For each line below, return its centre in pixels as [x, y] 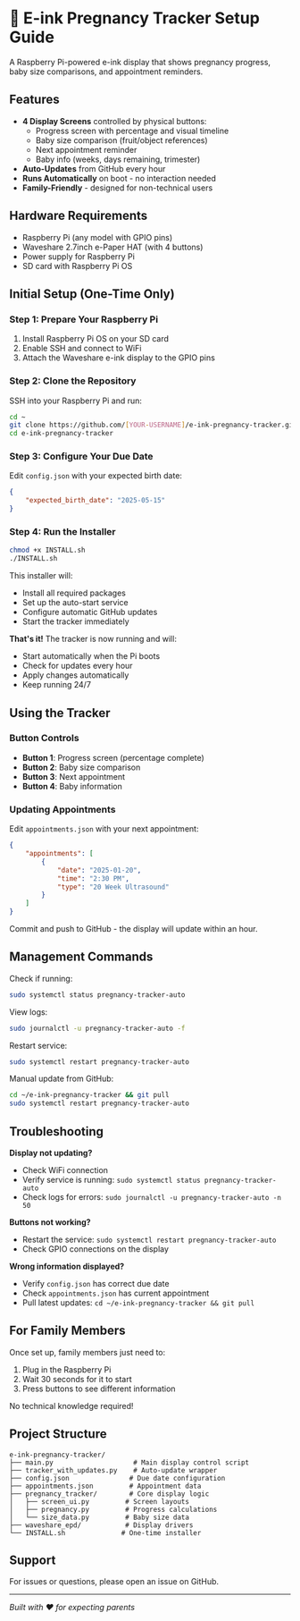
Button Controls [44, 739]
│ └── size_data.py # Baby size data [100, 1517]
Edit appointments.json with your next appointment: [104, 829]
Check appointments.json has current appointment [116, 1293]
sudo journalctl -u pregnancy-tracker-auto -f [97, 1028]
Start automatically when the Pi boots [91, 656]
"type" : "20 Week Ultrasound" [113, 887]
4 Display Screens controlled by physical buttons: [114, 121]
